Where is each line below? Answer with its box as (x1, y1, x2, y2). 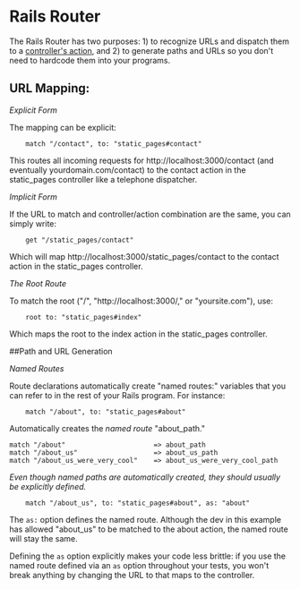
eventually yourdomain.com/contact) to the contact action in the (9, 164, 246, 175)
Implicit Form (9, 191, 58, 202)
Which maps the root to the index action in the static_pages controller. (9, 329, 268, 339)
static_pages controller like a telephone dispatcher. (9, 174, 198, 184)
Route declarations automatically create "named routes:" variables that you (9, 380, 287, 391)
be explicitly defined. (9, 481, 87, 491)
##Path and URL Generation (9, 346, 114, 356)
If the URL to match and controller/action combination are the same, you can (9, 209, 291, 219)
